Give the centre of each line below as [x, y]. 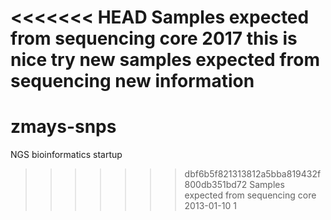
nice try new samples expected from [165, 60]
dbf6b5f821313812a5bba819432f [253, 174]
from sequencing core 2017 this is [154, 38]
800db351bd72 [216, 185]
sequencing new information [132, 81]
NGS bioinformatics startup [66, 155]
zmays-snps [63, 127]
